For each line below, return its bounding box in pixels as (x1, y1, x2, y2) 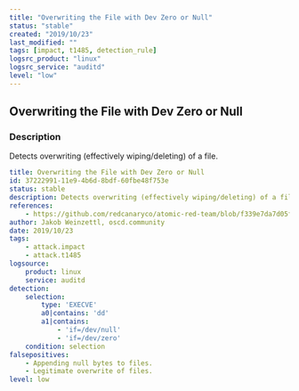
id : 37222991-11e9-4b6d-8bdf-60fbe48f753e (9, 176, 169, 185)
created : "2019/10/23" (9, 29, 93, 38)
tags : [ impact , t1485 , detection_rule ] (9, 46, 158, 55)
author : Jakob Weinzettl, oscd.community (9, 217, 166, 227)
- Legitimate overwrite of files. (25, 367, 153, 376)
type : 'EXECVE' (41, 300, 98, 310)
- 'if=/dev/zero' (56, 333, 122, 343)
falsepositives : (9, 350, 69, 359)
